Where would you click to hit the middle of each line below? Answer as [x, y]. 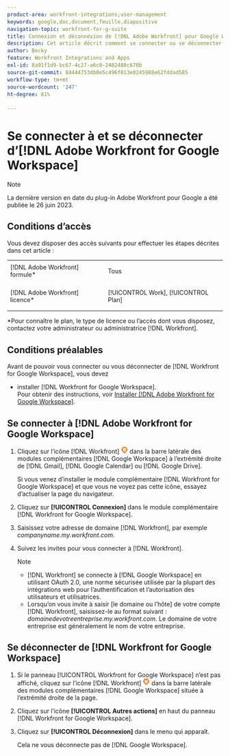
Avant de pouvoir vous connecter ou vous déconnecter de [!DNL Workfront [113, 367]
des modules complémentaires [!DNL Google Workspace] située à [110, 690]
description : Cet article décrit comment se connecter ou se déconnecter [115, 44]
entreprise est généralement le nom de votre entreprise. [106, 626]
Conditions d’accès [49, 227]
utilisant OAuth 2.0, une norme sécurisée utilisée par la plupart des [121, 582]
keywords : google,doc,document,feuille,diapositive [82, 22]
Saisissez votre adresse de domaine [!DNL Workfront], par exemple [112, 528]
